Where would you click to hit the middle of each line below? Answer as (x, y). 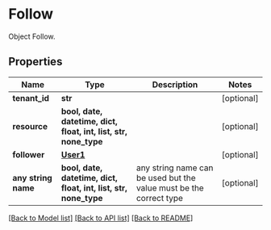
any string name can (175, 168)
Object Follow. (32, 36)
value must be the (170, 188)
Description (175, 84)
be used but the (166, 178)
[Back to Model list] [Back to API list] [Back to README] (101, 218)
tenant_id (31, 98)
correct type (160, 198)
